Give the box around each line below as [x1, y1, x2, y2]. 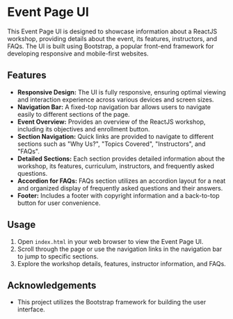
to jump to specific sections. [17, 252, 99, 261]
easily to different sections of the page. [17, 110, 130, 118]
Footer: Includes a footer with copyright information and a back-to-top [17, 191, 220, 199]
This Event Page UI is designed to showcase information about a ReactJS [7, 27, 218, 35]
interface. [17, 305, 45, 313]
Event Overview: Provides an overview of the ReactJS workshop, [17, 117, 206, 126]
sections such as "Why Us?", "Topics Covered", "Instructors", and [17, 140, 206, 148]
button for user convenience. [17, 199, 101, 207]
